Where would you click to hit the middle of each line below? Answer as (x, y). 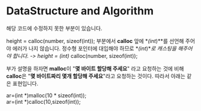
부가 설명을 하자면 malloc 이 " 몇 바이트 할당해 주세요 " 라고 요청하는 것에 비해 (95, 68)
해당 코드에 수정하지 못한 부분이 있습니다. (54, 28)
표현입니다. (25, 83)
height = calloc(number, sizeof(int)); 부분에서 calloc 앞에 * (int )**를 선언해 (95, 41)
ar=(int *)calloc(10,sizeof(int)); (43, 101)
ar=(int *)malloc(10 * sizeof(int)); (46, 95)
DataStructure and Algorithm (80, 11)
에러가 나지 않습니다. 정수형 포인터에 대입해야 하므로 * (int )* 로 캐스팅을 (94, 48)
